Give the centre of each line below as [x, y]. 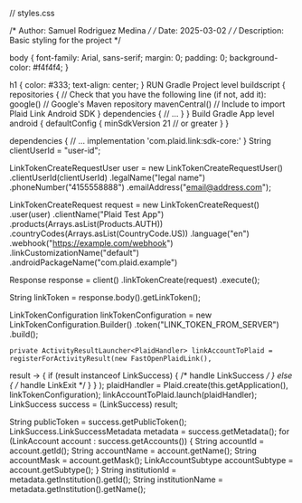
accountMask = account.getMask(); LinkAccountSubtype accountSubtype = [151, 460]
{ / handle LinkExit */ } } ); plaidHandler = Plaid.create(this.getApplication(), [149, 385]
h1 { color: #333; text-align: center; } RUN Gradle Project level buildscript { [148, 85]
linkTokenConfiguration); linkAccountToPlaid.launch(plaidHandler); [133, 394]
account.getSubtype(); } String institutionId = [93, 470]
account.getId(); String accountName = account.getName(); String [133, 451]
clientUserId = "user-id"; [55, 150]
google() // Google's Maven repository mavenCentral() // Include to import [147, 104]
